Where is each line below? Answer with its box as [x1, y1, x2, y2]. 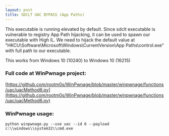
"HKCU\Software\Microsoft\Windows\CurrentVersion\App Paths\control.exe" [5, 42, 164, 48]
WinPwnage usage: [5, 110, 54, 117]
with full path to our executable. [5, 48, 72, 54]
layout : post [5, 7, 33, 13]
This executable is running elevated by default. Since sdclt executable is [5, 26, 155, 32]
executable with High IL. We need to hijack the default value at [5, 36, 135, 43]
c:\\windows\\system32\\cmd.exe [5, 126, 73, 131]
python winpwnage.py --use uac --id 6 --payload [5, 122, 109, 127]
